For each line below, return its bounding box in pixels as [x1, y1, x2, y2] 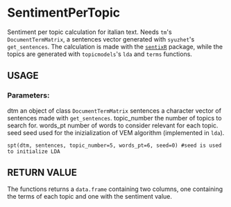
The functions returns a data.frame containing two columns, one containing [7, 185, 223, 193]
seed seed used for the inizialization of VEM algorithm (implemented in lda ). [7, 128, 225, 136]
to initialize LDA [7, 147, 60, 155]
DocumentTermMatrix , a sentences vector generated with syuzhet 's [7, 35, 195, 43]
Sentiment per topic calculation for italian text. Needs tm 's [7, 28, 172, 36]
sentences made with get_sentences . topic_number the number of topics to [7, 114, 222, 122]
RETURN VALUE [7, 167, 78, 179]
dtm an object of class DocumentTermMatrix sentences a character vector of [7, 106, 222, 115]
